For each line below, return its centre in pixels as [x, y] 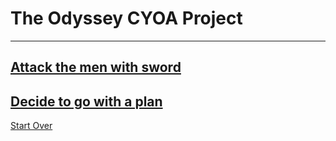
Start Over [31, 126]
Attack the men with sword [96, 67]
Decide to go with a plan [86, 101]
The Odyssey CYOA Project [126, 18]
